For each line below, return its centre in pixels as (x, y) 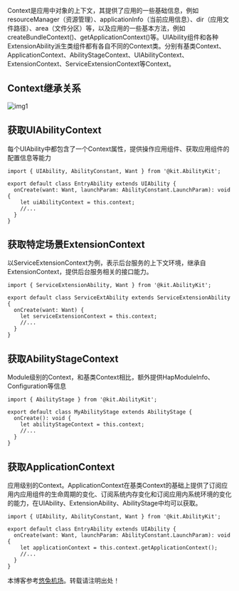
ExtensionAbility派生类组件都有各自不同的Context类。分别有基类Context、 (116, 46)
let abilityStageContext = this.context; (82, 425)
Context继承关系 (44, 89)
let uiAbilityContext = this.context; (78, 202)
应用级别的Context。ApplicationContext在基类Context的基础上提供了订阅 (115, 486)
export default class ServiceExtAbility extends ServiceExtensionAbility (119, 298)
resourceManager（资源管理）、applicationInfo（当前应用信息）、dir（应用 (115, 19)
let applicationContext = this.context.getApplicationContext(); (119, 548)
